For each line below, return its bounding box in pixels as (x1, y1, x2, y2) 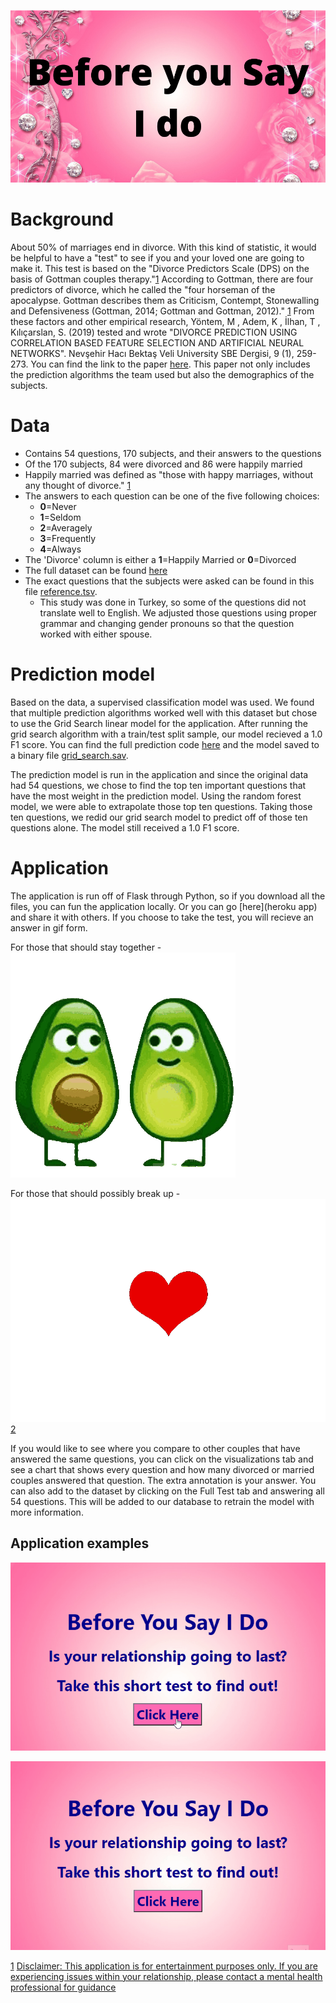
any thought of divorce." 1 (24, 480, 132, 491)
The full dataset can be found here (24, 565, 168, 576)
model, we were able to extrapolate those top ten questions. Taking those (10, 800, 313, 812)
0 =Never (39, 501, 77, 512)
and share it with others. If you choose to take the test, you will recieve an (10, 911, 314, 923)
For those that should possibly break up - (10, 1187, 181, 1199)
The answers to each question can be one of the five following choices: (24, 490, 320, 502)
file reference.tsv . (24, 586, 98, 597)
